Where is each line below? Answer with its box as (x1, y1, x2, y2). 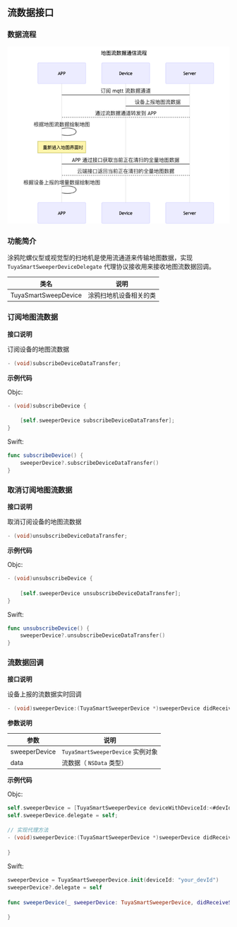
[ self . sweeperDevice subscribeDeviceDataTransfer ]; (20, 417, 175, 425)
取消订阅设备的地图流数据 (7, 517, 82, 526)
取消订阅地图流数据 (7, 485, 73, 495)
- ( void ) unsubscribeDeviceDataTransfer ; (7, 533, 128, 540)
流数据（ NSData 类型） (61, 759, 128, 767)
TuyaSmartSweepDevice (10, 291, 83, 299)
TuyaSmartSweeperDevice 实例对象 (61, 747, 158, 756)
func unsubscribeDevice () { (7, 625, 90, 632)
